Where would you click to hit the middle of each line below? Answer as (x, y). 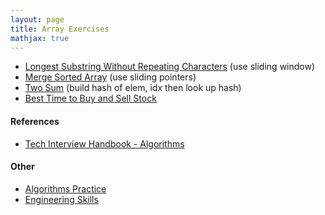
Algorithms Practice (65, 188)
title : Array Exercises (60, 29)
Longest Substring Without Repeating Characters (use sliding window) (170, 67)
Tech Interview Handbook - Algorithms (104, 143)
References (35, 121)
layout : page (37, 19)
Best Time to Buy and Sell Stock (90, 98)
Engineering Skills (61, 199)
